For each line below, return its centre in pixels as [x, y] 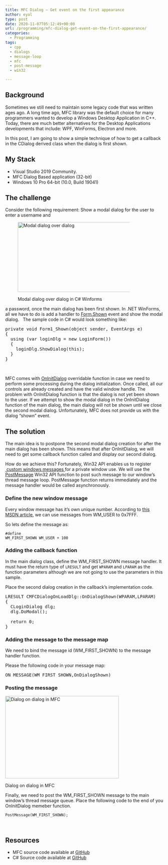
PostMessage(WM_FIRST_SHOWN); [37, 815]
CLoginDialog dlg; [33, 607]
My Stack [20, 159]
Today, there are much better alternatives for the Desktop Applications [78, 123]
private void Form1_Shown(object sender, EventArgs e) [74, 329]
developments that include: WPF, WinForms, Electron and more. [71, 128]
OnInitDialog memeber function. [38, 806]
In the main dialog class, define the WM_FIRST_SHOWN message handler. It [83, 561]
